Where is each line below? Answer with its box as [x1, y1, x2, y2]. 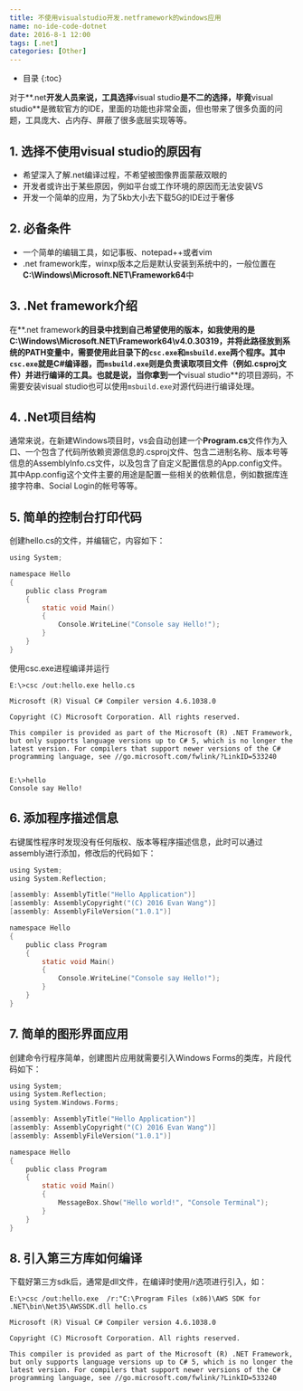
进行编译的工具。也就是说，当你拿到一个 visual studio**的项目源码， [33, 369, 287, 380]
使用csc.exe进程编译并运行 [9, 662, 110, 674]
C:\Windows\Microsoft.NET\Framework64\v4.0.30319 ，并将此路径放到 [9, 336, 283, 346]
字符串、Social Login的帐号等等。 [16, 480, 143, 491]
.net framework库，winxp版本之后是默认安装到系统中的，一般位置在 [22, 258, 277, 269]
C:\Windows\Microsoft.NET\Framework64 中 [22, 269, 194, 280]
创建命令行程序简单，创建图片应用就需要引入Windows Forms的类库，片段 [9, 1052, 284, 1063]
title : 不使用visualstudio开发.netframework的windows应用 [9, 13, 222, 23]
